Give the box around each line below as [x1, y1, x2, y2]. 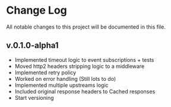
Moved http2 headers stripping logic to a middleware [14, 62, 145, 70]
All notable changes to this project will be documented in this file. [6, 23, 166, 30]
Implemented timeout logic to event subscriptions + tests [14, 56, 154, 63]
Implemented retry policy [14, 69, 77, 76]
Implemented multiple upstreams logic [14, 81, 109, 89]
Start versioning [14, 94, 55, 101]
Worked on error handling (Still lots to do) [14, 75, 116, 82]
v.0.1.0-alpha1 [6, 40, 59, 51]
